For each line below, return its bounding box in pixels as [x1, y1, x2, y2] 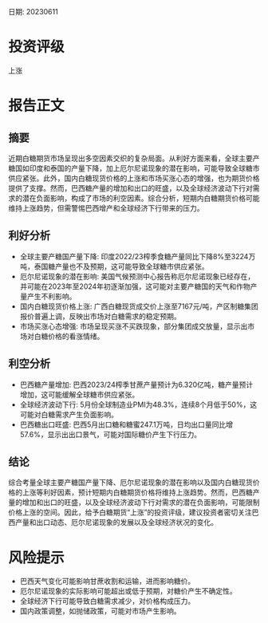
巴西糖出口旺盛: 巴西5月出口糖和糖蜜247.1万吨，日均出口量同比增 [19, 420, 234, 429]
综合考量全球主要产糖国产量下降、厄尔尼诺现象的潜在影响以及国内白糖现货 [8, 478, 253, 487]
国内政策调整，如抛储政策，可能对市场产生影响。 [19, 606, 181, 616]
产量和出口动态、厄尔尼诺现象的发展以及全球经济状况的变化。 [14, 518, 218, 527]
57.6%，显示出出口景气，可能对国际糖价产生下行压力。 [19, 429, 202, 439]
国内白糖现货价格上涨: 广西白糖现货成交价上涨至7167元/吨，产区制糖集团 [19, 302, 259, 311]
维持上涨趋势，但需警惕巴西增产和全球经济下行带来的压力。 [8, 203, 204, 213]
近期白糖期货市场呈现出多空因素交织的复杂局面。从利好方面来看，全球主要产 [8, 153, 260, 163]
